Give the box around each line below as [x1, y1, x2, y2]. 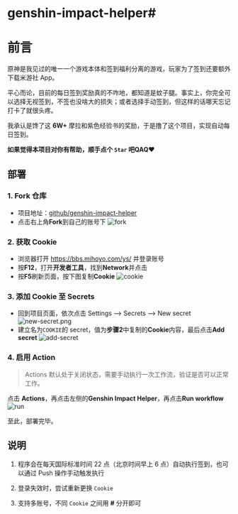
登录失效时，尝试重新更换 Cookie [17, 483, 113, 492]
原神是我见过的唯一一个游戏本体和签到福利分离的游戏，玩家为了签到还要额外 [7, 65, 231, 73]
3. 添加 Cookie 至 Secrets [7, 292, 95, 302]
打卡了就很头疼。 [7, 106, 57, 115]
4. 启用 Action [7, 353, 56, 363]
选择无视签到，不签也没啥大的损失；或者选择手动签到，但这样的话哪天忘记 [13, 97, 231, 106]
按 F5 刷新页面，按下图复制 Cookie [17, 272, 115, 281]
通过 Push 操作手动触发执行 [23, 469, 105, 477]
